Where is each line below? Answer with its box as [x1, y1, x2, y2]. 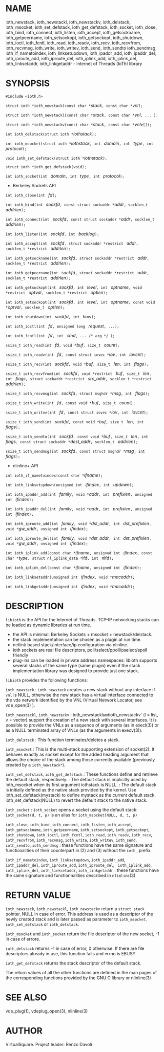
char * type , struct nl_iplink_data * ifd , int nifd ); [5, 555, 114, 561]
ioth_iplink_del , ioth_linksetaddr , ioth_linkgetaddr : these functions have [5, 867, 159, 873]
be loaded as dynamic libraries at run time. [5, 622, 92, 628]
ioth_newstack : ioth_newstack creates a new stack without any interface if [5, 686, 155, 692]
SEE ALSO [5, 992, 47, 1003]
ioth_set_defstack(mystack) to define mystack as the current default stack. [5, 792, 156, 798]
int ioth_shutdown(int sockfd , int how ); [5, 313, 96, 319]
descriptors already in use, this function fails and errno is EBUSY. [5, 950, 137, 956]
